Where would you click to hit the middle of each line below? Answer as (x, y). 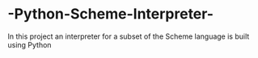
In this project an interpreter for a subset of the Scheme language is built (129, 36)
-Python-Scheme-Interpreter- (111, 14)
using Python (30, 44)
